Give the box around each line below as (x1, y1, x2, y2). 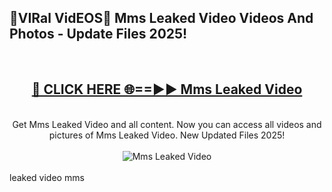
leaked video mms (9, 171, 85, 183)
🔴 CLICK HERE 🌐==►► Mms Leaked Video (31, 81, 303, 98)
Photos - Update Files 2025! (9, 26, 188, 43)
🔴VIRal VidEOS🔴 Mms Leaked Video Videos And (9, 10, 314, 27)
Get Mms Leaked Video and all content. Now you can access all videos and (12, 118, 322, 130)
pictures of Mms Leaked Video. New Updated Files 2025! (48, 129, 286, 141)
